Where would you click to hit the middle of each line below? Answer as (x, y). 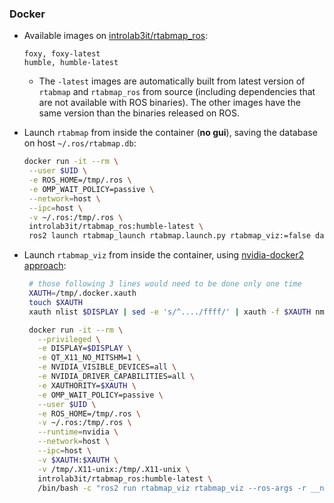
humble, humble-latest (71, 63)
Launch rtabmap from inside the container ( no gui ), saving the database (170, 133)
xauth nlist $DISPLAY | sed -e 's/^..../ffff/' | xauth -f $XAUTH (170, 312)
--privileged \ (69, 339)
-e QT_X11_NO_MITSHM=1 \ (89, 358)
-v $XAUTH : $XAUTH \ (78, 460)
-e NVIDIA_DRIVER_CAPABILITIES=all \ (116, 377)
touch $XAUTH (55, 302)
